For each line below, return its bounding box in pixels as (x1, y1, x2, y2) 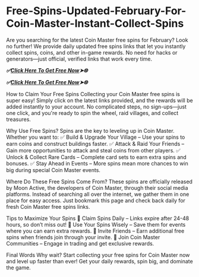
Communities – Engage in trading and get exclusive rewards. (6, 240, 154, 247)
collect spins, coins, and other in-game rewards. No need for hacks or (6, 49, 178, 56)
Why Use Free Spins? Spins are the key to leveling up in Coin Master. (6, 127, 175, 134)
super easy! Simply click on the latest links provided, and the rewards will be (6, 97, 193, 104)
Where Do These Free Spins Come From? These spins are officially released (6, 178, 193, 185)
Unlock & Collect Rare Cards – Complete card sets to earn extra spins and (6, 153, 187, 161)
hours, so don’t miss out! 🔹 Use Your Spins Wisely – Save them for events (6, 221, 186, 228)
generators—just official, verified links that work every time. (6, 55, 153, 62)
